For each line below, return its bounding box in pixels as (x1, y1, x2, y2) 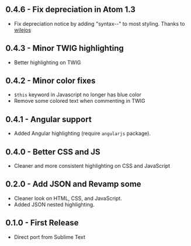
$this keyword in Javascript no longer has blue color (13, 91, 141, 98)
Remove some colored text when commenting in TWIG (13, 98, 145, 105)
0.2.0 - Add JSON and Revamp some (5, 179, 141, 189)
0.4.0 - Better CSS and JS (5, 147, 100, 157)
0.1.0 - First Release (5, 218, 79, 228)
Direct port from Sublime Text (13, 233, 86, 240)
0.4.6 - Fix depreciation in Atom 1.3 (5, 5, 136, 15)
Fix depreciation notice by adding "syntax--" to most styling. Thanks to (13, 20, 185, 27)
